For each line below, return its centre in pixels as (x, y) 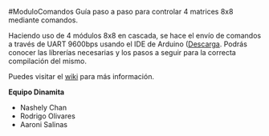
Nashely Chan (43, 108)
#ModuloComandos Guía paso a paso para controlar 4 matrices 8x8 (121, 12)
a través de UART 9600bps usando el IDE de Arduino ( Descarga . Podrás (128, 44)
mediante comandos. (43, 20)
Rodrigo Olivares (48, 116)
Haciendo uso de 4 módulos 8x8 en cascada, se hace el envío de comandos (135, 36)
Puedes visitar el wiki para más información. (82, 76)
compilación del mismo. (47, 61)
